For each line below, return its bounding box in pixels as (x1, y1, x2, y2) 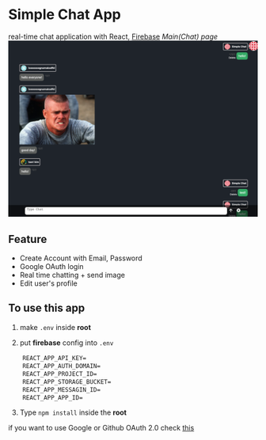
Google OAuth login (19, 262, 85, 271)
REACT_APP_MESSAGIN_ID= (22, 385, 101, 393)
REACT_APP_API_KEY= (22, 354, 87, 362)
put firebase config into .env (19, 338, 114, 347)
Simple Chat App (8, 6, 121, 24)
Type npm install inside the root (19, 408, 127, 417)
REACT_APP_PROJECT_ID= (22, 370, 97, 377)
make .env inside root (19, 322, 91, 332)
